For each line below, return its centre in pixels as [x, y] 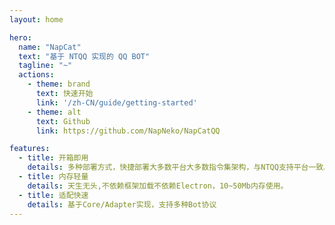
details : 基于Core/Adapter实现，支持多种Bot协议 [122, 204]
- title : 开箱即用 [53, 158]
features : [30, 149]
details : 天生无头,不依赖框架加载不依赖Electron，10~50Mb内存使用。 [158, 186]
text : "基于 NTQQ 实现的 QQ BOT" [84, 56]
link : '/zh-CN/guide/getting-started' [116, 102]
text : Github [63, 121]
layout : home [36, 19]
